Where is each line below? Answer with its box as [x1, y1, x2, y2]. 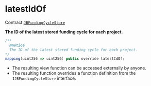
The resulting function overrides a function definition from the [12, 70, 136, 76]
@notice [9, 43, 25, 48]
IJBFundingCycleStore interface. [12, 75, 76, 81]
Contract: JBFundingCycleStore [5, 19, 66, 25]
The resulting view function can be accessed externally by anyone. [12, 65, 147, 71]
